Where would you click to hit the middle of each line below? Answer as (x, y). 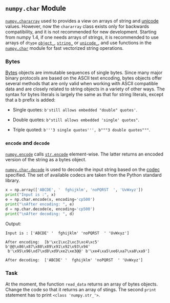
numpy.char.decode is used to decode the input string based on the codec (83, 169)
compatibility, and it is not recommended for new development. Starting (81, 32)
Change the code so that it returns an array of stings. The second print (81, 289)
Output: (13, 223)
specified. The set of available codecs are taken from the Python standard (83, 175)
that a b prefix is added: (30, 100)
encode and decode (28, 143)
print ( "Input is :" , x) (31, 195)
